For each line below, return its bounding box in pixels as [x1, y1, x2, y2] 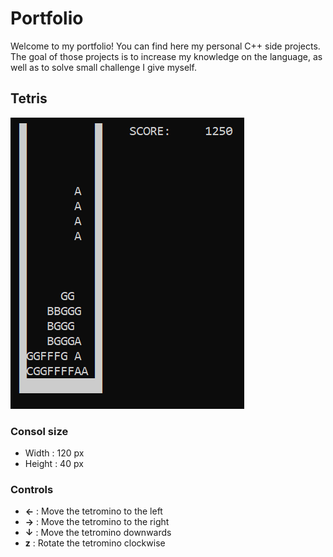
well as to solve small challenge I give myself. [10, 61, 197, 73]
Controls [10, 482, 54, 496]
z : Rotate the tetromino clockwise [24, 537, 166, 549]
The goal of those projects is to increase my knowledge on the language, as [10, 50, 323, 62]
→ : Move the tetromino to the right [24, 516, 170, 528]
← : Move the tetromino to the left [24, 505, 163, 517]
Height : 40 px [24, 458, 84, 470]
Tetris [10, 90, 48, 107]
